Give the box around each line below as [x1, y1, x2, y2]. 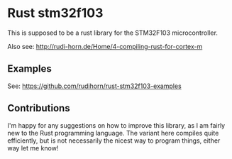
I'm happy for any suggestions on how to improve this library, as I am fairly [7, 121, 226, 129]
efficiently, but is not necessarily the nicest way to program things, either [7, 136, 221, 145]
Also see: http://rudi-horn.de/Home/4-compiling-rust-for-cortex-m [7, 42, 203, 50]
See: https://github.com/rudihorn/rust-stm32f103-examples [7, 82, 182, 90]
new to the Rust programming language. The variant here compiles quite [7, 128, 219, 137]
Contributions [7, 102, 70, 114]
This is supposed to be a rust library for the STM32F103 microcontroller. [7, 28, 219, 37]
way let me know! [7, 143, 59, 152]
